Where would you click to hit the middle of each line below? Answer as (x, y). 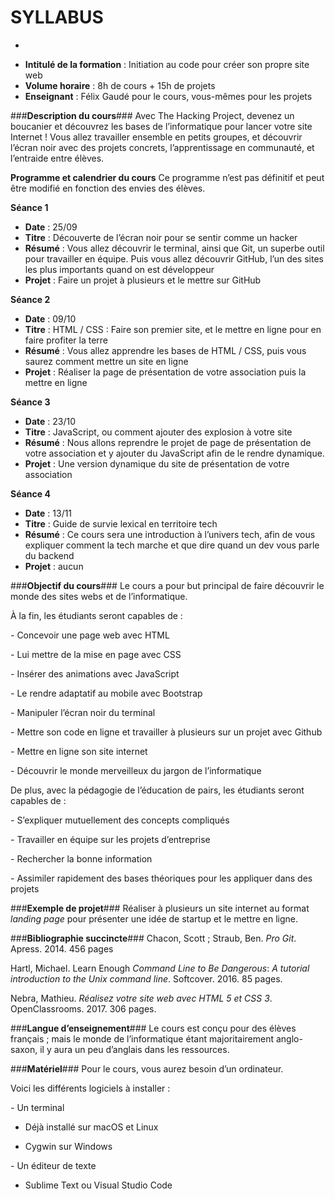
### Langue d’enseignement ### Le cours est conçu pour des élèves (153, 1028)
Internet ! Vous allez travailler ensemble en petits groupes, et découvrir (156, 137)
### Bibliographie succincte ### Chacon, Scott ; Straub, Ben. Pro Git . (153, 938)
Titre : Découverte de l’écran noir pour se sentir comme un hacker (161, 237)
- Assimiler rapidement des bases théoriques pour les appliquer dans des (161, 878)
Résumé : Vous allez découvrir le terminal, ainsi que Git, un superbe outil (174, 248)
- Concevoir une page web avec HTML (90, 635)
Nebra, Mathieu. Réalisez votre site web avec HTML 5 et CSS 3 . (141, 998)
